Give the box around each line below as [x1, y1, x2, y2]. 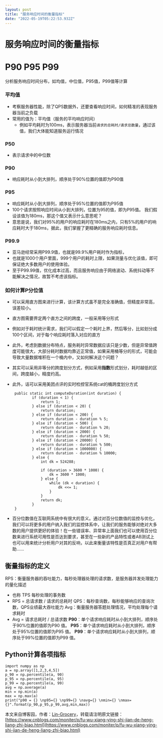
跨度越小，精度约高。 [20, 371, 64, 377]
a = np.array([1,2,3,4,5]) [5, 668, 60, 673]
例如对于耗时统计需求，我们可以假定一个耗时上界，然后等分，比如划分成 [12, 326, 157, 332]
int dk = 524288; [40, 459, 76, 464]
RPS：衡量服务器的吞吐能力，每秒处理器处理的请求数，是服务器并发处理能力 [5, 575, 158, 581]
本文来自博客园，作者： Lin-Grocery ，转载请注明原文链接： [5, 711, 123, 717]
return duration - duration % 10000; [40, 451, 117, 456]
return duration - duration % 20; [40, 425, 110, 430]
